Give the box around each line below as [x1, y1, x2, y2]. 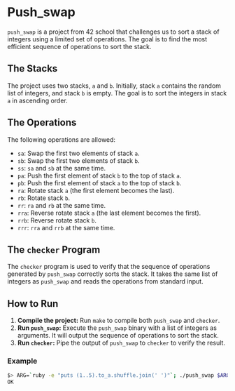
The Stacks [7, 62, 58, 74]
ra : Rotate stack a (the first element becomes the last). [17, 186, 175, 194]
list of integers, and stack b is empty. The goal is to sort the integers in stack [7, 88, 227, 97]
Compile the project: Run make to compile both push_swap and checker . [17, 317, 220, 325]
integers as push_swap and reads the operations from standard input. [7, 277, 204, 286]
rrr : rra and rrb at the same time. [17, 223, 115, 232]
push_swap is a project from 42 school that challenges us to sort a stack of [7, 27, 220, 36]
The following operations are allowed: [7, 135, 116, 144]
